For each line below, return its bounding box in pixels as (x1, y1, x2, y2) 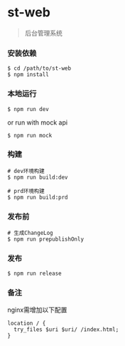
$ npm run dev (7, 105, 50, 112)
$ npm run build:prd (7, 194, 69, 201)
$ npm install (7, 71, 50, 78)
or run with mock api (7, 118, 68, 127)
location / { (7, 320, 46, 327)
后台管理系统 (24, 28, 62, 37)
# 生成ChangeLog (7, 229, 53, 237)
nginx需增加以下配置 (7, 305, 67, 314)
